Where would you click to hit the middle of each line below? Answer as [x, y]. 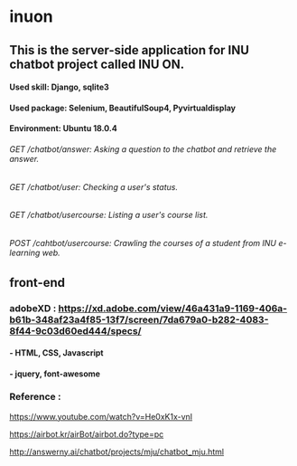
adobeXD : [33, 309]
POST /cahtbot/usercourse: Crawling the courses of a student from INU [143, 243]
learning [25, 252]
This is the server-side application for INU [130, 50]
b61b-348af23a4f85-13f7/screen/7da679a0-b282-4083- [139, 320]
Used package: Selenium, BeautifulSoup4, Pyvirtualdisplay [123, 108]
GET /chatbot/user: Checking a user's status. [94, 186]
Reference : [35, 397]
